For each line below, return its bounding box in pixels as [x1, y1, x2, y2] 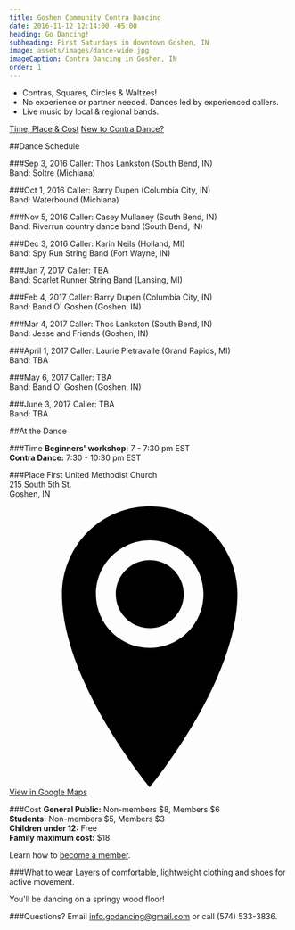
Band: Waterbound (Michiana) [9, 193, 119, 205]
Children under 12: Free [9, 822, 98, 834]
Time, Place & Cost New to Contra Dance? [9, 123, 165, 134]
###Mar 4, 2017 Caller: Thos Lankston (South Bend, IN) [9, 318, 213, 329]
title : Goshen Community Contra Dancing [9, 12, 162, 22]
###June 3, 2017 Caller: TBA [9, 399, 115, 409]
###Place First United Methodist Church [9, 469, 158, 480]
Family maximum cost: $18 [9, 832, 111, 843]
